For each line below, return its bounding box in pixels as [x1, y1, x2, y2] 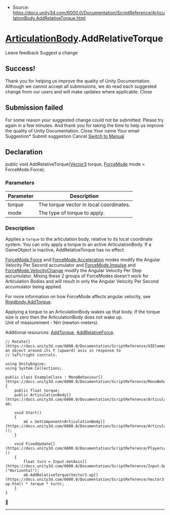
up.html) [5, 481, 24, 487]
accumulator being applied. [5, 283, 62, 289]
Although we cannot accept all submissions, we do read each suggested [5, 83, 157, 89]
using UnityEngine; [5, 361, 47, 366]
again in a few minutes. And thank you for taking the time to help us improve [5, 122, 164, 128]
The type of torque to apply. [38, 209, 105, 216]
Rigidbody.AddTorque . [5, 299, 52, 305]
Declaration [5, 147, 43, 156]
